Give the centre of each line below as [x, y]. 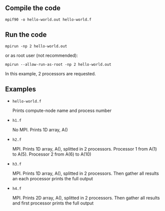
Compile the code [33, 8]
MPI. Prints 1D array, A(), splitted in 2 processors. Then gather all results [85, 173]
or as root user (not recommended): [41, 55]
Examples [21, 89]
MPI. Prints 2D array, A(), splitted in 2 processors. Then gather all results [86, 198]
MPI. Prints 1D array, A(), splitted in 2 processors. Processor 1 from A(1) [84, 149]
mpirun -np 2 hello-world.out [36, 46]
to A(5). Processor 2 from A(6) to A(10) [52, 154]
